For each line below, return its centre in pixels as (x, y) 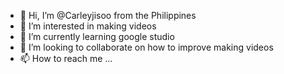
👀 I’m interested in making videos (88, 26)
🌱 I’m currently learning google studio (97, 36)
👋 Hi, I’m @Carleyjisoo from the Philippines (108, 15)
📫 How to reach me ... (66, 58)
